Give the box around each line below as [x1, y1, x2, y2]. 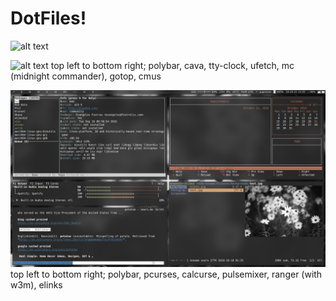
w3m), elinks [10, 279, 63, 291]
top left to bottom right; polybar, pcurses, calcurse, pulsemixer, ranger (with [10, 268, 323, 281]
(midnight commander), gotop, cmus [10, 70, 162, 82]
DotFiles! [10, 7, 87, 30]
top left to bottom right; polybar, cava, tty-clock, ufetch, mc [50, 59, 295, 71]
